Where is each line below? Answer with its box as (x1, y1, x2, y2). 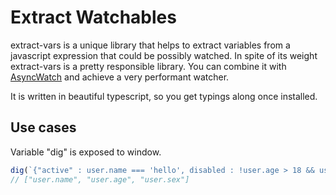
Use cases (10, 119, 77, 136)
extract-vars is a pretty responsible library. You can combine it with (10, 60, 287, 72)
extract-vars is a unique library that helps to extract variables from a (10, 39, 291, 51)
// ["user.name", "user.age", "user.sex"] (10, 174, 190, 185)
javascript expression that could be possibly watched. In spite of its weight (10, 49, 318, 61)
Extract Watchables (10, 6, 177, 29)
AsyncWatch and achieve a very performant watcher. (10, 71, 230, 83)
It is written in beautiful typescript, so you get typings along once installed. (10, 90, 318, 102)
